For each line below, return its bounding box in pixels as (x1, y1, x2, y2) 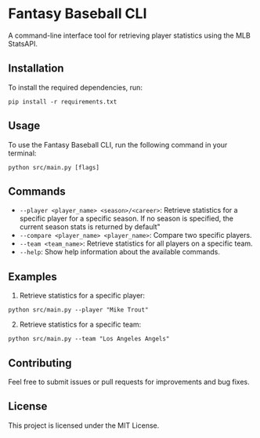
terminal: (8, 148, 37, 158)
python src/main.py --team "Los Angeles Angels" (8, 335, 170, 343)
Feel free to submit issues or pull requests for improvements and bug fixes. (8, 378, 251, 386)
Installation (8, 62, 64, 75)
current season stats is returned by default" (19, 222, 161, 232)
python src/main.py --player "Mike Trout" (8, 306, 149, 314)
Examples (8, 270, 57, 283)
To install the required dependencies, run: (8, 82, 143, 92)
